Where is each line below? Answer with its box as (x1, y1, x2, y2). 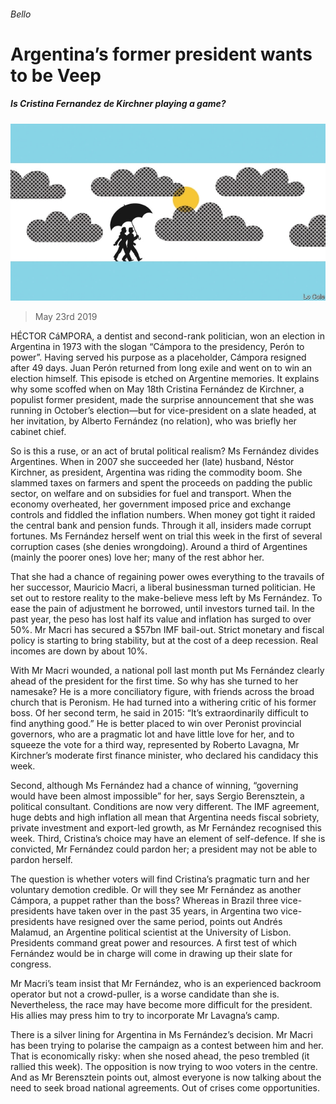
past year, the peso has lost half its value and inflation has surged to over (10, 613, 312, 625)
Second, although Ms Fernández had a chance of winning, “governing (10, 780, 299, 792)
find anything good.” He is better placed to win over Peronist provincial (10, 718, 302, 730)
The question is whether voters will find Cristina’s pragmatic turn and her (10, 873, 310, 885)
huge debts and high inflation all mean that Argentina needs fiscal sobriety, (10, 811, 320, 824)
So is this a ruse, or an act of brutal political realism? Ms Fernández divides (10, 445, 320, 457)
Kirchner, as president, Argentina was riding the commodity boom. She (10, 466, 303, 479)
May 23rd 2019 (34, 311, 98, 323)
